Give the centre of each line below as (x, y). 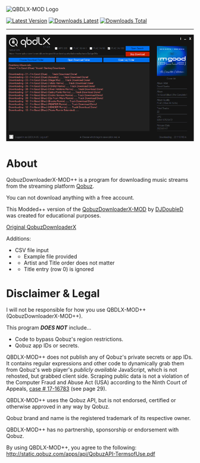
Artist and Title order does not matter (69, 263)
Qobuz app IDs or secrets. (47, 346)
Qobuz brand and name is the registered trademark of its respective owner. (99, 418)
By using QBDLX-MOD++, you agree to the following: (71, 448)
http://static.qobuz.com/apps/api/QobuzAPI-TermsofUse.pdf (81, 454)
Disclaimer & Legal (53, 293)
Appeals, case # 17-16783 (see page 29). (57, 389)
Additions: (19, 239)
